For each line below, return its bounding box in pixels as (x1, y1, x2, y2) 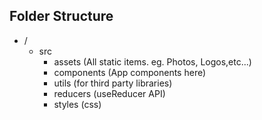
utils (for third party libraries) (53, 77, 173, 89)
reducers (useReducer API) (53, 87, 166, 99)
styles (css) (53, 98, 102, 110)
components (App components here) (53, 66, 207, 78)
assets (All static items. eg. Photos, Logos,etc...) (53, 55, 252, 68)
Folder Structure (9, 8, 114, 25)
